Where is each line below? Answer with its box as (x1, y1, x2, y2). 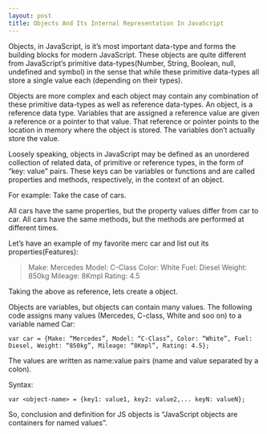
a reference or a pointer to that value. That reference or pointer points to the (8, 116, 260, 126)
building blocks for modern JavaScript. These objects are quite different (8, 50, 247, 59)
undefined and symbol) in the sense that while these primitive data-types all (8, 67, 260, 76)
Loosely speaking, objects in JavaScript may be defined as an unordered (8, 149, 250, 159)
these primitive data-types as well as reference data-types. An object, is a (8, 99, 253, 109)
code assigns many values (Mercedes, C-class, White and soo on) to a (8, 310, 242, 320)
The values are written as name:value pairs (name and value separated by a (8, 355, 259, 365)
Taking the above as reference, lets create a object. (8, 286, 178, 296)
